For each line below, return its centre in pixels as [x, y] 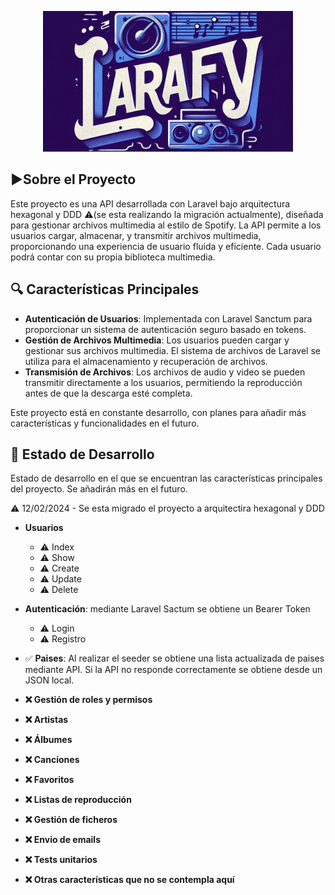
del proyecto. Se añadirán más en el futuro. [99, 489]
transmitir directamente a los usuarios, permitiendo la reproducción [163, 382]
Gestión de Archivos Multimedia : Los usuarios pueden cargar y [157, 340]
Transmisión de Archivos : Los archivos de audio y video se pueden [165, 372]
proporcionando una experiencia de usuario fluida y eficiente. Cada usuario [166, 246]
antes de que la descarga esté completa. [108, 393]
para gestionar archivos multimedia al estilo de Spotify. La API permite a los [166, 225]
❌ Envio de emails [62, 840]
